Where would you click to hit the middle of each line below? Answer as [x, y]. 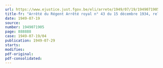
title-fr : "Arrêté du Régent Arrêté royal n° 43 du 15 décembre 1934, [78, 14]
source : [13, 23]
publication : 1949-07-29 [30, 41]
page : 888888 [18, 32]
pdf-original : [19, 54]
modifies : [15, 49]
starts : [13, 45]
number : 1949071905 [25, 27]
